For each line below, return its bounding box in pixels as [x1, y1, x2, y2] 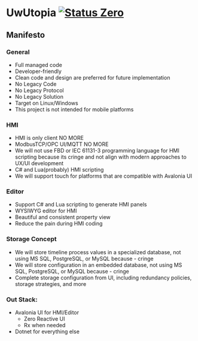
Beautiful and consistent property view [14, 214, 111, 221]
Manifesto [6, 30, 45, 40]
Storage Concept [6, 235, 57, 243]
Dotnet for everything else [14, 328, 80, 335]
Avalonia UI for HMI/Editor [14, 309, 80, 316]
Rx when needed [23, 322, 66, 329]
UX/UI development [14, 160, 64, 167]
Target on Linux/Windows [14, 99, 79, 106]
